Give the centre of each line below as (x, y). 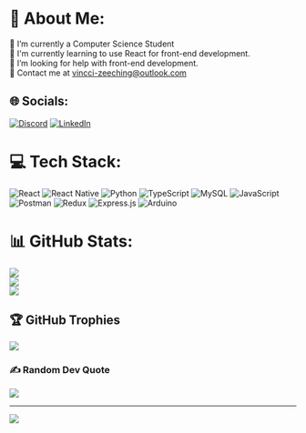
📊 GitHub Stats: (71, 241)
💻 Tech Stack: (66, 161)
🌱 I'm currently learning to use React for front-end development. (130, 53)
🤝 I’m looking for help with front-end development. (104, 63)
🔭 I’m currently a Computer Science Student (92, 44)
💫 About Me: (57, 19)
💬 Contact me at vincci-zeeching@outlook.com (98, 73)
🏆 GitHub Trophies (65, 321)
